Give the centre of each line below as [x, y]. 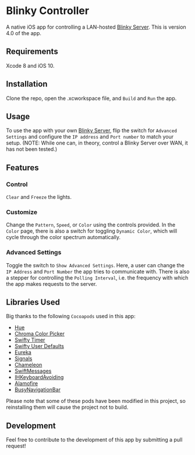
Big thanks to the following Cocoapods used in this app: [71, 316]
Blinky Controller [47, 11]
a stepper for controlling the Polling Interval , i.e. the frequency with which [97, 278]
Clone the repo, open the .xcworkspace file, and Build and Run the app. [91, 98]
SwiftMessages [33, 371]
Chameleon [28, 365]
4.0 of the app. [24, 33]
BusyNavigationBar [38, 389]
